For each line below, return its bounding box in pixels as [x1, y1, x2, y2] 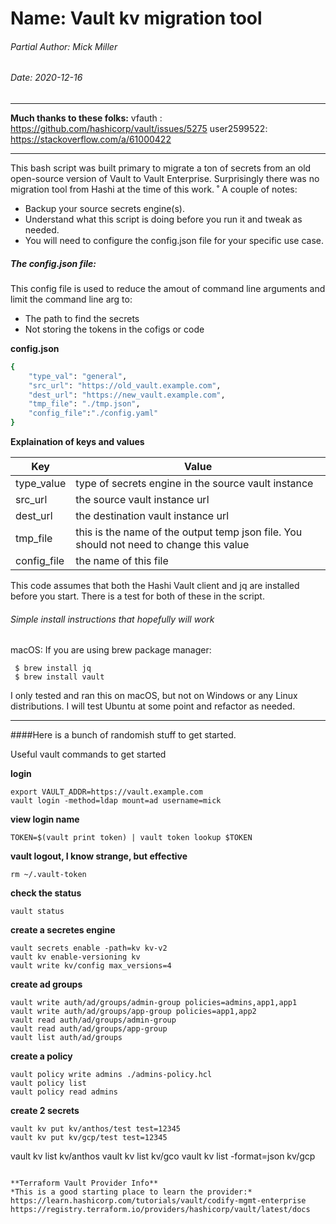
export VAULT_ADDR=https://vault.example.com [10, 787, 203, 797]
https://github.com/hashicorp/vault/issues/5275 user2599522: [10, 123, 268, 134]
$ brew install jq [14, 663, 92, 674]
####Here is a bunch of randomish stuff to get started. [10, 729, 237, 741]
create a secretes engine [10, 924, 116, 936]
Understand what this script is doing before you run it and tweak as [24, 213, 303, 225]
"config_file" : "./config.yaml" [28, 408, 159, 419]
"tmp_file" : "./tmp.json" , [28, 399, 141, 409]
